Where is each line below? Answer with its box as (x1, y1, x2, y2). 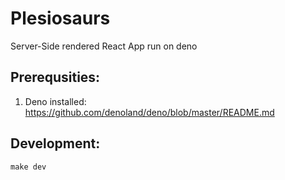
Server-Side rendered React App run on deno (10, 40, 198, 52)
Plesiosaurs (10, 7, 111, 30)
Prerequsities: (10, 69, 101, 86)
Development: (10, 135, 101, 152)
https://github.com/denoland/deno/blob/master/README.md (24, 106, 275, 118)
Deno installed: (24, 95, 87, 107)
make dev (10, 162, 47, 172)
